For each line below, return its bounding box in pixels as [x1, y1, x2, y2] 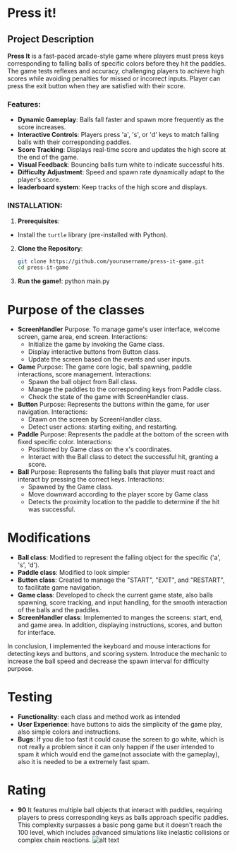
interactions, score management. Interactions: [17, 370, 152, 379]
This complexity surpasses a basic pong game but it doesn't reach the [17, 821, 222, 829]
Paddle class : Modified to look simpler [17, 569, 130, 577]
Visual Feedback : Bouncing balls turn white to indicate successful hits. [17, 160, 224, 169]
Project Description [7, 33, 95, 45]
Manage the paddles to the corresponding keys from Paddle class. [28, 385, 222, 393]
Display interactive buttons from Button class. [28, 347, 161, 356]
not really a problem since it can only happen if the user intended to [17, 743, 214, 751]
